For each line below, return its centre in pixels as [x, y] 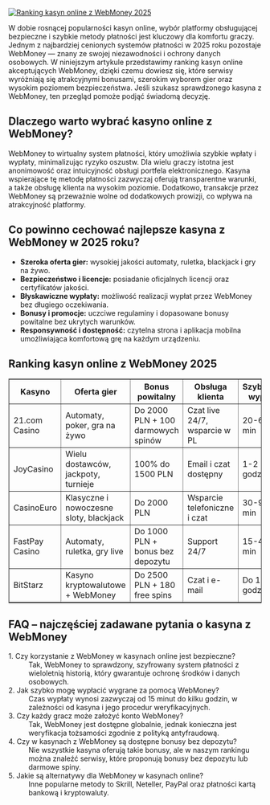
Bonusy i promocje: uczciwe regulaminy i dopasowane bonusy [124, 313]
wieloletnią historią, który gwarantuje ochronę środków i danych [134, 673]
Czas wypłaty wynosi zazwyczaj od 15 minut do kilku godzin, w [133, 699]
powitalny [157, 397]
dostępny [205, 474]
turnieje [80, 484]
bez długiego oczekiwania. [64, 304]
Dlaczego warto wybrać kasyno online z [110, 122]
